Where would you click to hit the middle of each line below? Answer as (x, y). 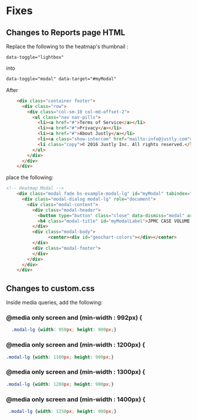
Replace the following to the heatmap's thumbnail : (67, 46)
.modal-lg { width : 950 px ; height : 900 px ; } (64, 330)
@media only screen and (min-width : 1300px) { (76, 372)
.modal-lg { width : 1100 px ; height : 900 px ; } (60, 357)
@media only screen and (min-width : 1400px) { (76, 399)
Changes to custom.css (50, 288)
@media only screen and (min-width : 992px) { (74, 317)
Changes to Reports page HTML (66, 33)
